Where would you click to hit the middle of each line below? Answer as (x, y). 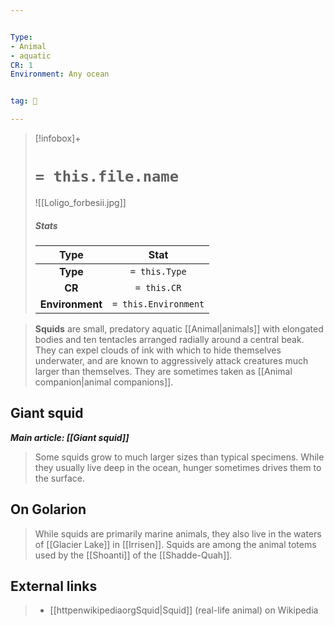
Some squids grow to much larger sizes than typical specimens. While (179, 457)
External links (54, 586)
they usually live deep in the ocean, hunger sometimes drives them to (178, 467)
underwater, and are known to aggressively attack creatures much (171, 360)
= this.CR (158, 287)
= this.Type (158, 271)
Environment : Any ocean (60, 74)
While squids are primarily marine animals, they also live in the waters (178, 533)
